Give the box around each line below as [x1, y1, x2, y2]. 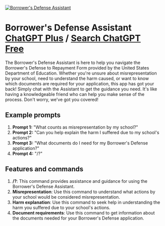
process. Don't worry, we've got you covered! [5, 96, 99, 102]
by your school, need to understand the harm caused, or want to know [5, 75, 149, 81]
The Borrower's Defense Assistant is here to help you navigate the [5, 60, 141, 66]
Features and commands [5, 165, 83, 173]
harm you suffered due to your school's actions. [12, 204, 110, 211]
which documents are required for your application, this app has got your [5, 80, 155, 86]
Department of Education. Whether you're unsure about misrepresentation [5, 70, 157, 76]
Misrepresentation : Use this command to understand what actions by [12, 189, 156, 195]
